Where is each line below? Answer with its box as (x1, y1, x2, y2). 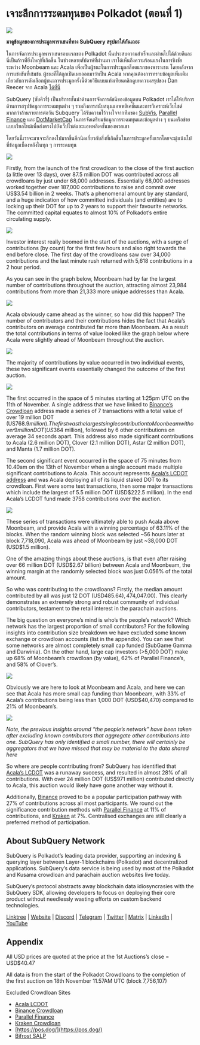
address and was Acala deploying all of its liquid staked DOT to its (6, 476, 169, 483)
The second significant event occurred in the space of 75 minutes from (6, 457, 181, 464)
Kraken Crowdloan (14, 1019, 61, 1026)
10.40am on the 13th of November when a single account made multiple (6, 463, 183, 470)
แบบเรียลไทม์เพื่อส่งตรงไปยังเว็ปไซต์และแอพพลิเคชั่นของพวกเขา (6, 122, 130, 129)
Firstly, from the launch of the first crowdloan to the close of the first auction (6, 164, 194, 171)
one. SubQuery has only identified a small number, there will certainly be (6, 738, 186, 745)
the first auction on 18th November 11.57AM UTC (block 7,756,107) (6, 977, 167, 985)
